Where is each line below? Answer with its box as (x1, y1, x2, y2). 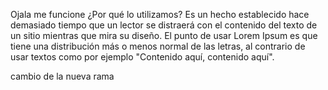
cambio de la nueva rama (10, 70, 115, 82)
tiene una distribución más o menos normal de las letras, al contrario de (10, 40, 306, 52)
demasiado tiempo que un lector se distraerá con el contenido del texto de (10, 19, 318, 31)
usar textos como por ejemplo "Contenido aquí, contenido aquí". (10, 51, 275, 63)
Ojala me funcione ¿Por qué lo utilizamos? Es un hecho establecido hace (10, 9, 310, 20)
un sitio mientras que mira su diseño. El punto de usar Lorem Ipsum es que (10, 30, 318, 41)
